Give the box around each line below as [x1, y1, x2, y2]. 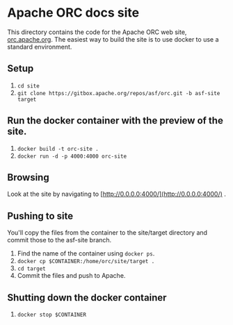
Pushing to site [7, 210, 74, 222]
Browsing [7, 172, 50, 183]
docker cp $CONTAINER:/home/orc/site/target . [17, 258, 155, 265]
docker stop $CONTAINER [17, 311, 87, 318]
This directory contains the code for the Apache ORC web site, [7, 28, 187, 36]
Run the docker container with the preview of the [7, 115, 224, 126]
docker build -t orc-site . [17, 145, 99, 152]
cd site [17, 82, 40, 90]
